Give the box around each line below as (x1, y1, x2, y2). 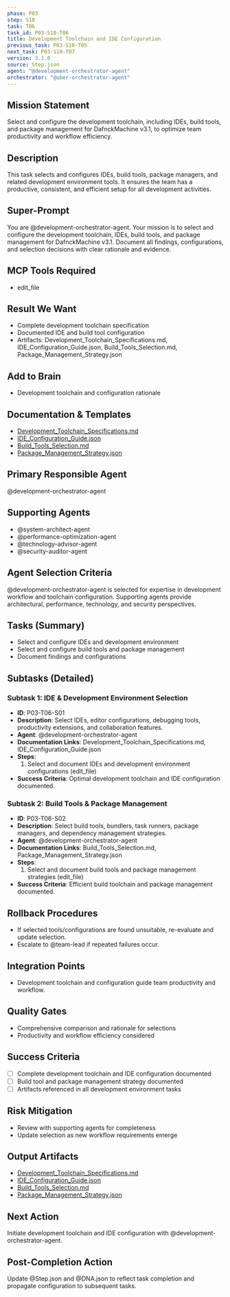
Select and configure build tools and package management (16, 645, 185, 654)
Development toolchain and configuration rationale (16, 389, 161, 397)
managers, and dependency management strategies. (16, 829, 167, 837)
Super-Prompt (7, 205, 70, 217)
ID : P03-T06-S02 (16, 814, 67, 823)
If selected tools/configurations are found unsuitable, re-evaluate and (16, 926, 214, 934)
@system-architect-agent (16, 525, 91, 533)
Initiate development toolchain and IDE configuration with (7, 1229, 170, 1237)
